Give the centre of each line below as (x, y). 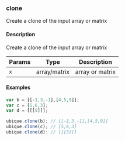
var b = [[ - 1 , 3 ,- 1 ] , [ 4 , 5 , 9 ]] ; (43, 100)
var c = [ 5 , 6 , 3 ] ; (27, 105)
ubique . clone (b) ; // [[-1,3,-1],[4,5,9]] (57, 121)
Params (20, 61)
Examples (18, 87)
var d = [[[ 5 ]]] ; (27, 111)
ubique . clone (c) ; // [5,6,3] (41, 127)
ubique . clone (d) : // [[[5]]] (41, 132)
